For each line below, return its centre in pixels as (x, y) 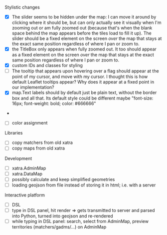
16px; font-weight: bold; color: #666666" (54, 103)
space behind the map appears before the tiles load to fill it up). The (82, 33)
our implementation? (33, 87)
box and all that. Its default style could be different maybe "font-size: (83, 98)
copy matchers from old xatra (42, 142)
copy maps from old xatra (38, 148)
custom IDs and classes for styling (47, 65)
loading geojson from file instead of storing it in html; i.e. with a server (84, 185)
